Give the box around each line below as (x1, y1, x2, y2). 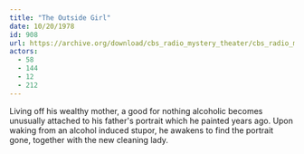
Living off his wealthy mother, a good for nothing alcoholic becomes (9, 105, 263, 116)
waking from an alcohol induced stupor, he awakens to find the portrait (9, 124, 274, 136)
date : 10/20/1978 (9, 22, 75, 31)
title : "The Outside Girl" (9, 13, 111, 23)
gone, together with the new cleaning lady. (9, 134, 169, 145)
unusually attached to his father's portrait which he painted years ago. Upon (9, 115, 294, 126)
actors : (9, 47, 39, 56)
